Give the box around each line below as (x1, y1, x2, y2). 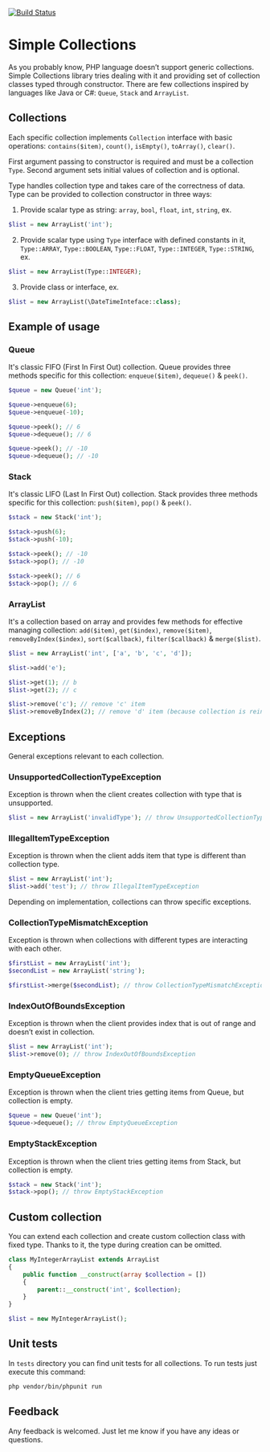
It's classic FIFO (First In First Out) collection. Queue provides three (8, 362, 231, 372)
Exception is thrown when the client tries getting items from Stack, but (8, 1156, 241, 1166)
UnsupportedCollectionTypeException (8, 771, 162, 783)
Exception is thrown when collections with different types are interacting (8, 935, 248, 945)
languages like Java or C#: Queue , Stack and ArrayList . (8, 88, 190, 97)
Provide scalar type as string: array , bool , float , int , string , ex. (19, 205, 231, 215)
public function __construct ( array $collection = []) (22, 1270, 207, 1278)
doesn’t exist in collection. (8, 1027, 95, 1037)
